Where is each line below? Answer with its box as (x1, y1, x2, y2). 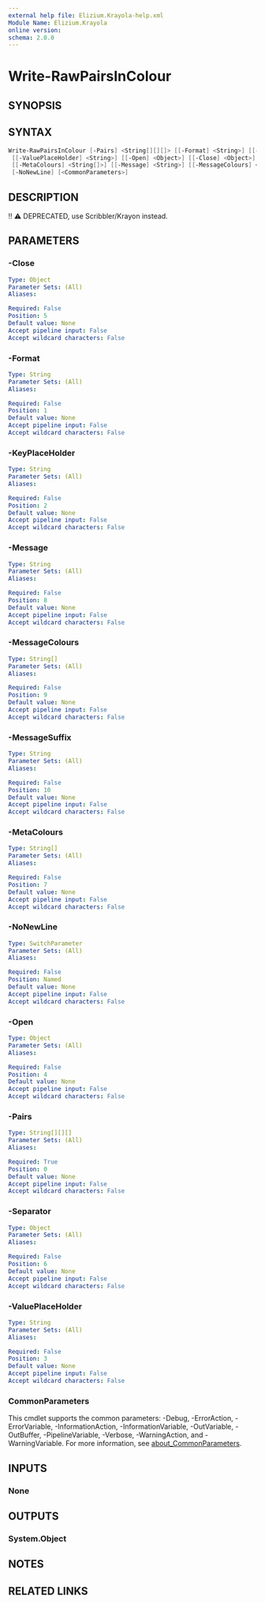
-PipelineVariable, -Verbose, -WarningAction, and (43, 1430, 203, 1440)
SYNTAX (8, 125, 53, 139)
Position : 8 (8, 596, 47, 604)
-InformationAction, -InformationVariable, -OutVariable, (54, 1422, 234, 1432)
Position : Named (8, 976, 62, 984)
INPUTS (8, 1461, 47, 1475)
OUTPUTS (8, 1509, 59, 1523)
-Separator (8, 1206, 51, 1217)
